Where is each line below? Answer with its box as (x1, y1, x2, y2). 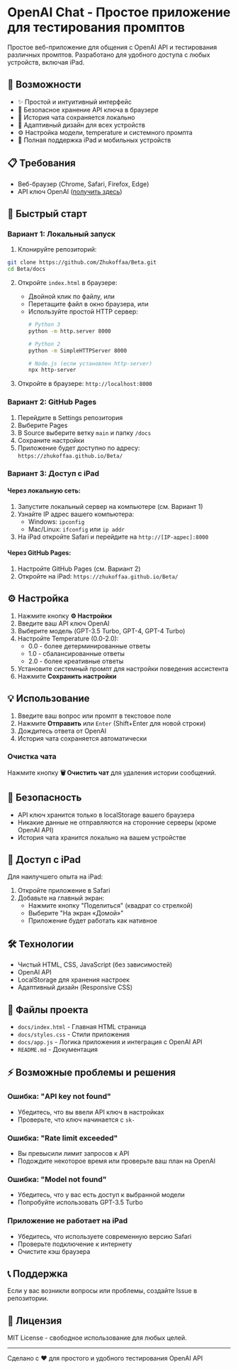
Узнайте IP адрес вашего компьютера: (17, 510, 135, 518)
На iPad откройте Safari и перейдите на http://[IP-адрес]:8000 (17, 532, 209, 541)
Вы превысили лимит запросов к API (17, 1149, 130, 1158)
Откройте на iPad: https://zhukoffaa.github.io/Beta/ (17, 571, 178, 580)
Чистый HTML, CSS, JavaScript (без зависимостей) (17, 960, 173, 969)
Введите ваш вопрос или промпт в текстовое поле (17, 712, 171, 720)
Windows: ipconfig (28, 517, 85, 526)
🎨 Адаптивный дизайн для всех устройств (17, 120, 145, 129)
